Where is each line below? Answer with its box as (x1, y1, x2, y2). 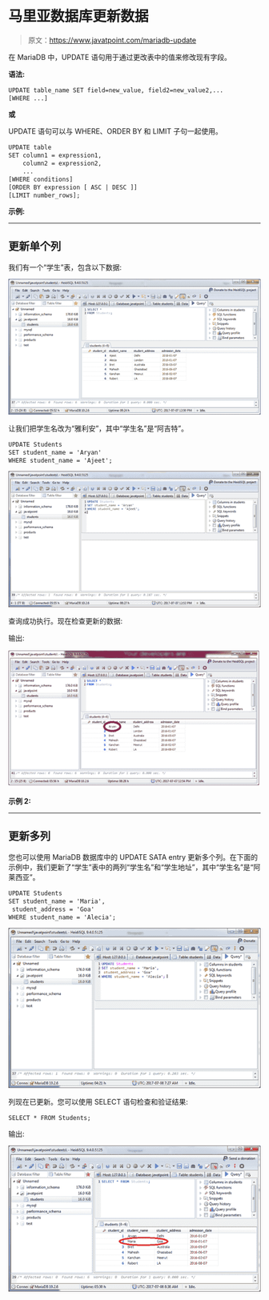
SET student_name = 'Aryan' (8, 449, 102, 457)
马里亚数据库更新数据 (8, 7, 150, 26)
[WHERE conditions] (8, 175, 74, 183)
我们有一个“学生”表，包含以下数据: (8, 262, 122, 272)
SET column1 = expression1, (8, 151, 102, 159)
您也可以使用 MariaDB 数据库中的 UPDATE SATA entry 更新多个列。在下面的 (8, 852, 259, 861)
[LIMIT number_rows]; (8, 191, 81, 199)
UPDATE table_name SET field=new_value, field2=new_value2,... (8, 86, 224, 94)
